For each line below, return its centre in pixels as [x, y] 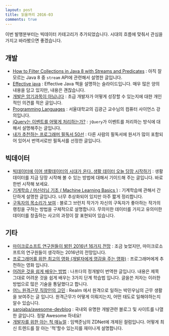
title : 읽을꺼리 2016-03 [29, 15]
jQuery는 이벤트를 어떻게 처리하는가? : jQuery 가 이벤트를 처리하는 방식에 [84, 122]
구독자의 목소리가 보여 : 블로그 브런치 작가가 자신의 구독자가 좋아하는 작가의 [87, 203]
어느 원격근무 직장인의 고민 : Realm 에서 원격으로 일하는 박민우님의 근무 [83, 290]
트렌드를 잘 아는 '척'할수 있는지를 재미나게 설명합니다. [70, 328]
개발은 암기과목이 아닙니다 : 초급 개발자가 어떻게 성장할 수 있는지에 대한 [82, 97]
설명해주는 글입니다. [42, 128]
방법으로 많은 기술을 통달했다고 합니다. [50, 284]
